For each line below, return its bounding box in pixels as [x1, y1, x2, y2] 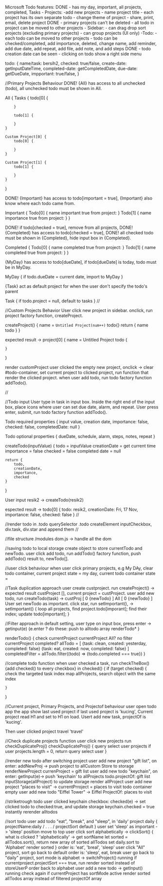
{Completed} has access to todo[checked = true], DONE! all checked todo [5, 230, 154, 235]
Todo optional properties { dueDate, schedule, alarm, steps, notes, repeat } [5, 433, 156, 439]
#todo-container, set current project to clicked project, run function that [5, 369, 149, 375]
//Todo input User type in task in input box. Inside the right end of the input [5, 399, 155, 405]
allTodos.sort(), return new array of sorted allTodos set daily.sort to [5, 839, 140, 845]
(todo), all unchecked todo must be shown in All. [5, 86, 102, 91]
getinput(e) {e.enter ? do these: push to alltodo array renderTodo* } [5, 626, 140, 632]
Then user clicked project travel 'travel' [5, 728, 84, 734]
